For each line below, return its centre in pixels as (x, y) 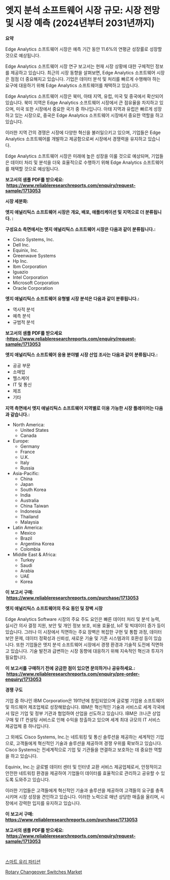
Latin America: (28, 527)
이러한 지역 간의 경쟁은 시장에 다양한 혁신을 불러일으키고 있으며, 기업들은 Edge (83, 132)
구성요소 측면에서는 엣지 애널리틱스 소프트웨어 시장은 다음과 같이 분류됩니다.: (80, 229)
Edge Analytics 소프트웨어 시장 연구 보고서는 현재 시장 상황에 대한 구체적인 (80, 66)
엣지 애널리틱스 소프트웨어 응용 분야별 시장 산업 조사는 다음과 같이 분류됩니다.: (82, 354)
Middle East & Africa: (35, 554)
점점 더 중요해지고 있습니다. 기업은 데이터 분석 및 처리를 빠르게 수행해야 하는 (86, 79)
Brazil (26, 538)
